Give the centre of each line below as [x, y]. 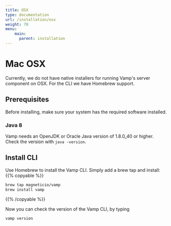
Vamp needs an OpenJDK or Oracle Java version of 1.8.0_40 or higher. [80, 136]
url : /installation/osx [31, 19]
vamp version [19, 219]
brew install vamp [25, 190]
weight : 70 [17, 24]
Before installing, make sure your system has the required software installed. [86, 112]
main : [20, 34]
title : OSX [17, 10]
